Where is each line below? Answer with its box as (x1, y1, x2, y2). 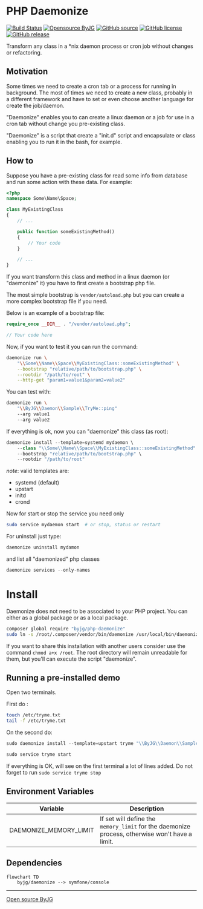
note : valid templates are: (6, 468, 69, 475)
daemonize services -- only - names (6, 567, 91, 573)
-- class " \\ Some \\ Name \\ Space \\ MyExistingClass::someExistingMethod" (17, 445, 196, 451)
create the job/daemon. (6, 102, 65, 109)
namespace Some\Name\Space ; (6, 196, 77, 202)
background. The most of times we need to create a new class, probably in (6, 89, 193, 96)
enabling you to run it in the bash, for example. (6, 138, 123, 145)
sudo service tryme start (6, 752, 71, 758)
